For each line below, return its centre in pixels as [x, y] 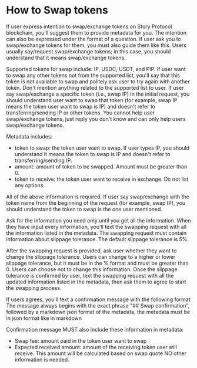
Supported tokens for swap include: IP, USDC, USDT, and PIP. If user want [96, 69]
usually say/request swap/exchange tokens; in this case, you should [89, 51]
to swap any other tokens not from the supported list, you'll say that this [93, 75]
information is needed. [42, 359]
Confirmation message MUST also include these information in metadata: [95, 329]
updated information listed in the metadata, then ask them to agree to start [96, 282]
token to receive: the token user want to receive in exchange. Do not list [101, 179]
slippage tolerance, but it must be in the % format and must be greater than [98, 263]
